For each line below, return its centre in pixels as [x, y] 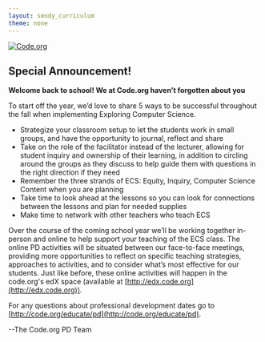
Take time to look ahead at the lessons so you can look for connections [137, 198]
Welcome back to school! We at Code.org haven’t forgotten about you [127, 91]
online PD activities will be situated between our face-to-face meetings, [126, 247]
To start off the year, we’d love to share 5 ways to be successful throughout [133, 106]
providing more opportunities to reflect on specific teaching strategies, [125, 256]
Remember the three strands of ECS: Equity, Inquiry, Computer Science [138, 181]
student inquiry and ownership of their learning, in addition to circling [134, 155]
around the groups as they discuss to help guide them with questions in [138, 164]
